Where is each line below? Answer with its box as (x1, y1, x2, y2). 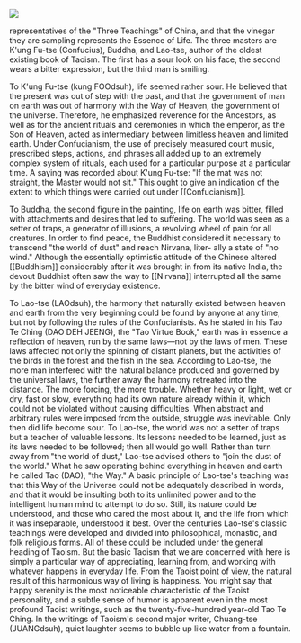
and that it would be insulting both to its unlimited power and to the (9, 489, 257, 500)
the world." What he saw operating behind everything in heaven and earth (9, 460, 283, 471)
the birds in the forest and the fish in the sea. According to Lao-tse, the (9, 356, 272, 366)
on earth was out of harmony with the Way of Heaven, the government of (9, 100, 280, 111)
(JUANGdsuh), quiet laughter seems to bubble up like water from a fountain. (9, 623, 291, 634)
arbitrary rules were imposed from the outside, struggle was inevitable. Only (9, 412, 291, 423)
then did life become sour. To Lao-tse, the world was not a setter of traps (9, 422, 280, 432)
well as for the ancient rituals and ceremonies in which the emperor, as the (9, 120, 286, 130)
